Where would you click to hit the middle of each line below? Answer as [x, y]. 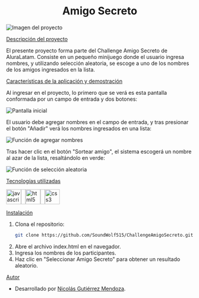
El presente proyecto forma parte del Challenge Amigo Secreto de [87, 50]
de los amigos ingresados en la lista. [50, 69]
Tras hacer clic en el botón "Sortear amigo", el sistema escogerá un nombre [99, 151]
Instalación [20, 212]
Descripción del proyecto [37, 39]
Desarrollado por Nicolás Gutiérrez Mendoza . [70, 288]
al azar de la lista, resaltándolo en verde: [56, 158]
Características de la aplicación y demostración [64, 81]
